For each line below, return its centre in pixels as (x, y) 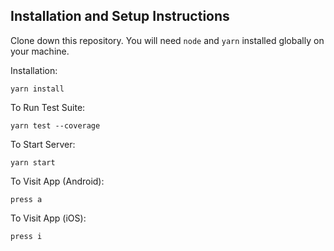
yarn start (33, 162)
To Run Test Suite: (48, 107)
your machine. (40, 51)
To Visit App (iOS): (48, 218)
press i (26, 236)
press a (26, 199)
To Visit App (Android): (57, 181)
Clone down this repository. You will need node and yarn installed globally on (167, 40)
